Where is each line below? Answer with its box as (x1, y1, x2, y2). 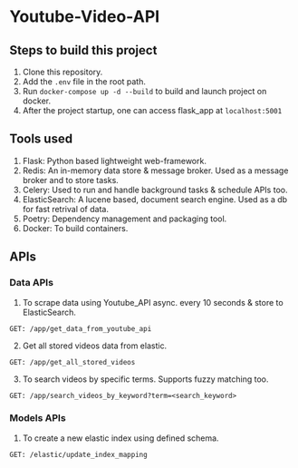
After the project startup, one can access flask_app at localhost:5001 (22, 105, 283, 115)
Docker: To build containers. (22, 222, 129, 233)
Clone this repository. (22, 66, 103, 77)
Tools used (9, 132, 73, 147)
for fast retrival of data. (22, 203, 109, 214)
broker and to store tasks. (22, 174, 120, 185)
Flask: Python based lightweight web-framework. (22, 155, 207, 166)
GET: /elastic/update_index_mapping (9, 450, 148, 459)
